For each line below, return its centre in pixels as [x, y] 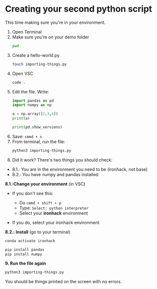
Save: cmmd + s [27, 136]
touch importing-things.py [39, 64]
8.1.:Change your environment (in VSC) [45, 184]
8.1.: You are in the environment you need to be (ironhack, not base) [80, 169]
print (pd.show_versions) [37, 127]
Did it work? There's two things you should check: [62, 160]
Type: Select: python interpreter [54, 208]
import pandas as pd [33, 101]
